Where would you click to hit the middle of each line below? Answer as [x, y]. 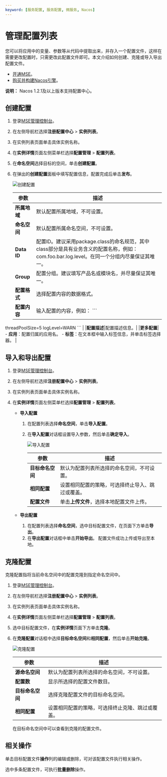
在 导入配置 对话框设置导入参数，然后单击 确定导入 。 [80, 434]
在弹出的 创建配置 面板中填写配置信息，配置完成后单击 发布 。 [73, 174]
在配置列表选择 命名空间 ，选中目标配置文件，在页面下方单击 [88, 526]
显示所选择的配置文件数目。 [80, 681]
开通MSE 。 [24, 74]
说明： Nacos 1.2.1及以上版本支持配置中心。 [50, 91]
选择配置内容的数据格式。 [66, 294]
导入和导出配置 [28, 358]
